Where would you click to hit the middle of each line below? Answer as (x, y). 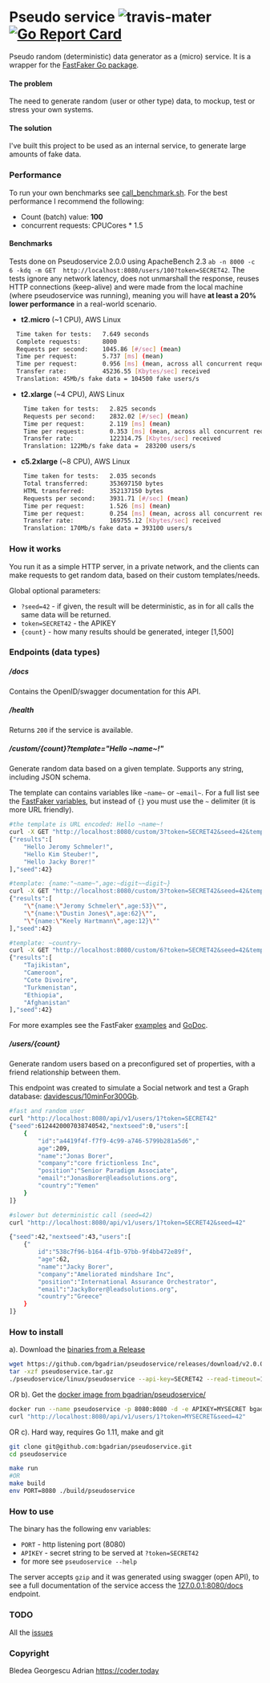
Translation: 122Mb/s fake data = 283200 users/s (110, 446)
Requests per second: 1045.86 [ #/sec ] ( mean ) (99, 349)
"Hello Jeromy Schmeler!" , (69, 847)
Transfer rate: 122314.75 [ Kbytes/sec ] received (122, 439)
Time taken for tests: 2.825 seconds (90, 409)
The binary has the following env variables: (80, 1529)
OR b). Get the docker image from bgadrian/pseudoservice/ (108, 1394)
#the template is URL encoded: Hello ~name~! (86, 825)
